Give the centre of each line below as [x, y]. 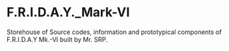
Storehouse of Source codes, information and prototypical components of [114, 32]
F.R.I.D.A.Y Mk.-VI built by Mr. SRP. [57, 39]
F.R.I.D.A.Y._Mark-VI [68, 12]
